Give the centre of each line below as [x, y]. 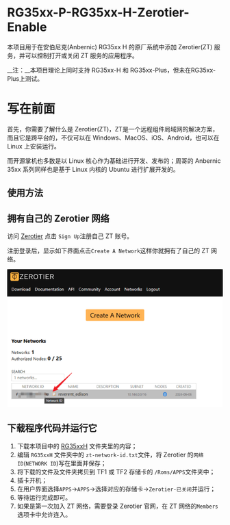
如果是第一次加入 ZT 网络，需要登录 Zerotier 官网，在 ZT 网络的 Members [118, 506]
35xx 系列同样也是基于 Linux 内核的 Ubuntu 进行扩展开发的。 [93, 169]
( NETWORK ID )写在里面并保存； [65, 463]
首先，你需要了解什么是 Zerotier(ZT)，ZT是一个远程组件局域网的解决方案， [113, 129]
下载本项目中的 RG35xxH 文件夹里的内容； [77, 446]
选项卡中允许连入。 [44, 514]
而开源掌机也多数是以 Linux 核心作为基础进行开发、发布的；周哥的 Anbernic [114, 161]
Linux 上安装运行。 [34, 146]
